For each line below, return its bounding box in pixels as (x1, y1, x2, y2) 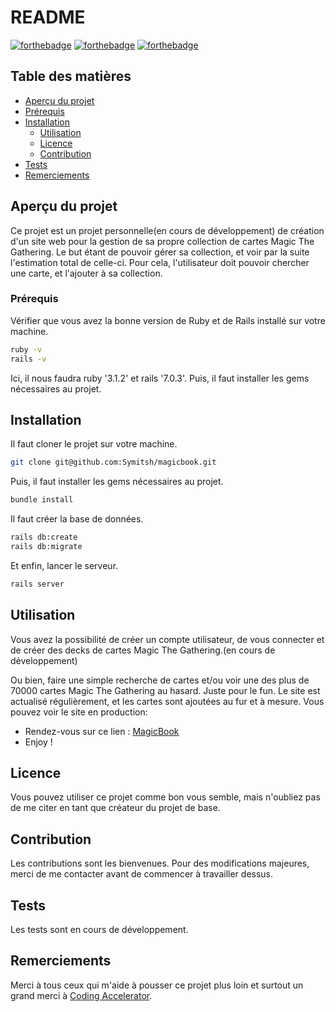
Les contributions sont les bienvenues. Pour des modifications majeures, (10, 857, 310, 870)
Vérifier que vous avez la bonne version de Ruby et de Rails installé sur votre (10, 314, 326, 326)
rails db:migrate (10, 542, 83, 552)
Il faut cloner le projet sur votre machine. (10, 438, 178, 450)
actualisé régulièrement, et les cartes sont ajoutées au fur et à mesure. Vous (10, 695, 325, 707)
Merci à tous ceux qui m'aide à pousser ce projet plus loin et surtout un (10, 979, 304, 991)
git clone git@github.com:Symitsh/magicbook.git (10, 457, 217, 468)
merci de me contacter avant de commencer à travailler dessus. (10, 868, 274, 880)
